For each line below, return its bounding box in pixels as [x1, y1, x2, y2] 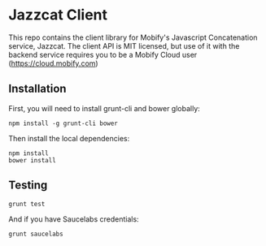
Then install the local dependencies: [8, 133, 130, 143]
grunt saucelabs [8, 230, 63, 238]
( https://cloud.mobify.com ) [8, 58, 99, 68]
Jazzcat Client [8, 6, 108, 24]
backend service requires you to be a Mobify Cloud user [8, 50, 198, 59]
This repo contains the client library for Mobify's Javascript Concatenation [8, 32, 258, 42]
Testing [8, 179, 48, 192]
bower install [8, 156, 57, 164]
